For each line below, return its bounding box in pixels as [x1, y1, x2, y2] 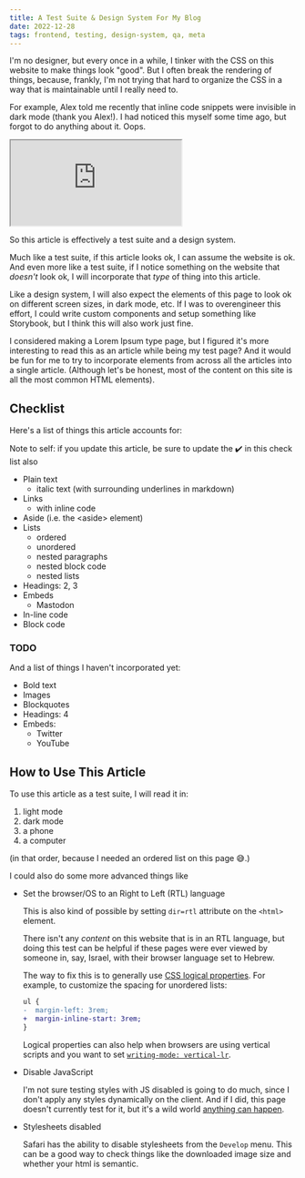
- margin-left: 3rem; [22, 1006, 109, 1015]
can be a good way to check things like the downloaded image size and [22, 1148, 291, 1159]
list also [9, 456, 38, 467]
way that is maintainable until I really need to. [9, 84, 179, 96]
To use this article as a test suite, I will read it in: [9, 788, 189, 799]
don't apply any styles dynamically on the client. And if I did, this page [22, 1093, 287, 1104]
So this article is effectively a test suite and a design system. [9, 234, 237, 246]
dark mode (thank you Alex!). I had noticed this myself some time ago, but [9, 111, 287, 123]
